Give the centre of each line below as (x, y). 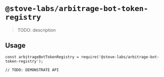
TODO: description (37, 30)
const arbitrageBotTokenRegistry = (42, 57)
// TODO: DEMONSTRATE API (32, 70)
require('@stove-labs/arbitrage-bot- (120, 57)
